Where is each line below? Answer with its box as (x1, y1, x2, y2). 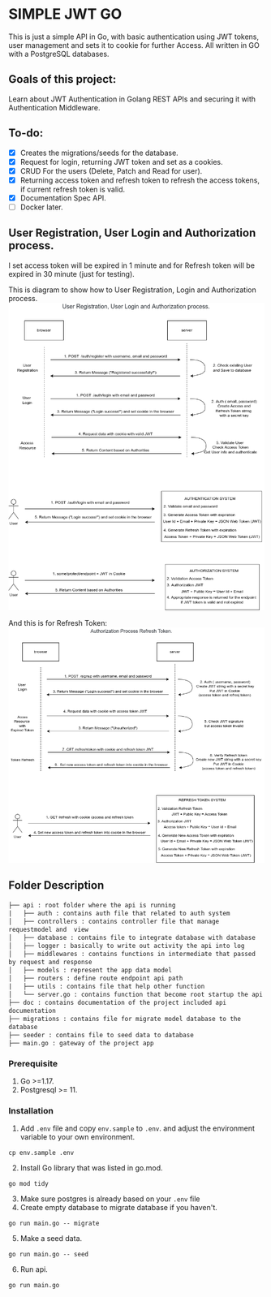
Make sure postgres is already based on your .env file (19, 1194, 200, 1204)
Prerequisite (8, 1058, 58, 1069)
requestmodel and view (8, 925, 89, 933)
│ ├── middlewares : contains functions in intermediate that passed (8, 950, 256, 958)
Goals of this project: (8, 72, 117, 86)
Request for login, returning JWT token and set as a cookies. (19, 157, 223, 166)
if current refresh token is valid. (19, 184, 126, 194)
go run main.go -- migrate (8, 1219, 100, 1228)
